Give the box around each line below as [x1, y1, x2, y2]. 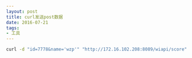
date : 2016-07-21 [6, 19, 49, 25]
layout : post [6, 8, 38, 15]
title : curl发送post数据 [6, 14, 63, 20]
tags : [6, 25, 19, 31]
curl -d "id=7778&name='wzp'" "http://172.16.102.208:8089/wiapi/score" [6, 46, 187, 53]
